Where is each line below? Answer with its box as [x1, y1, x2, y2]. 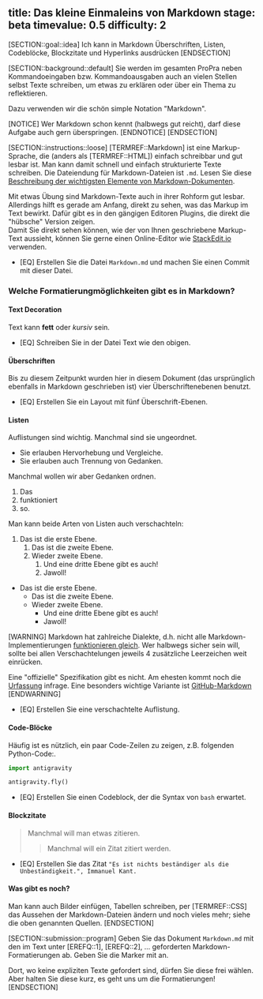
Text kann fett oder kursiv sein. [8, 322, 111, 332]
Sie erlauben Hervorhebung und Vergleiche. [19, 448, 163, 457]
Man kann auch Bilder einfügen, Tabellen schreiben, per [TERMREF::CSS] [8, 901, 247, 911]
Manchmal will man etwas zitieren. [27, 828, 141, 838]
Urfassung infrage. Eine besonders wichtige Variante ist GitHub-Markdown [8, 681, 252, 690]
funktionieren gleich [73, 640, 138, 650]
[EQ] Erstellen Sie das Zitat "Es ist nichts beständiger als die [19, 858, 229, 868]
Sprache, [8, 151, 38, 160]
